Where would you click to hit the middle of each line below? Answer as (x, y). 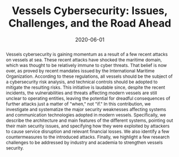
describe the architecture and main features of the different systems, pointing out (89, 120)
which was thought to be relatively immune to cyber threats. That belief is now (86, 65)
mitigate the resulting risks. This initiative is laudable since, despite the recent (85, 87)
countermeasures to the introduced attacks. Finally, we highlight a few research (88, 137)
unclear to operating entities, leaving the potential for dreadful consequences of (88, 98)
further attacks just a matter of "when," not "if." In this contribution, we (78, 104)
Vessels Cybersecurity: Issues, (90, 11)
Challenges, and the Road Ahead (90, 23)
